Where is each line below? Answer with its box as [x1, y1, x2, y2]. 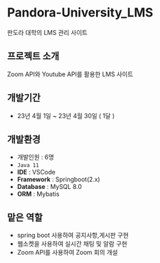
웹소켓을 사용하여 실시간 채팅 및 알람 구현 [16, 240, 128, 248]
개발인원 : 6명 [16, 153, 54, 161]
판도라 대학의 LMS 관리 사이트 [7, 28, 88, 36]
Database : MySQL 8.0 [16, 183, 82, 191]
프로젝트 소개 [7, 50, 60, 62]
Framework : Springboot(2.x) [16, 175, 101, 183]
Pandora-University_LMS [7, 5, 153, 21]
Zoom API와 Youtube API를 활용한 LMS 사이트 [7, 70, 134, 78]
